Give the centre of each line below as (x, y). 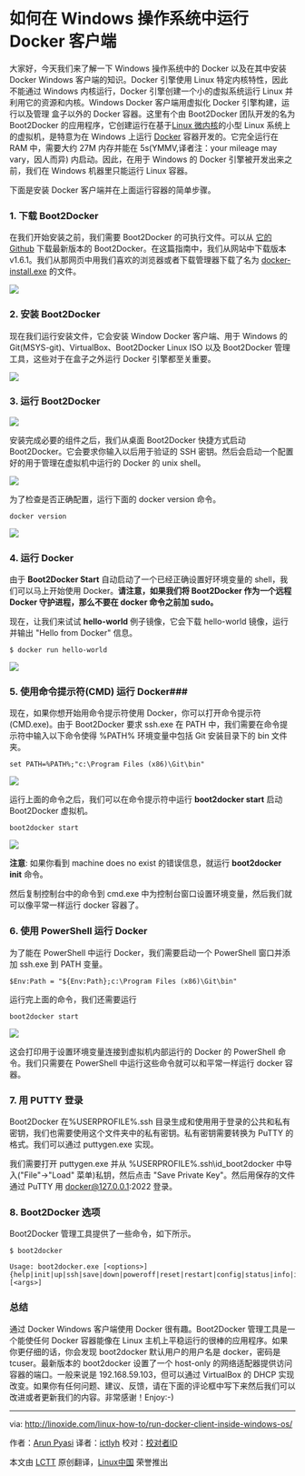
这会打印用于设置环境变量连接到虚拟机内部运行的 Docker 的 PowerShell (143, 1051)
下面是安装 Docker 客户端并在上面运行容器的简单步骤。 (113, 190)
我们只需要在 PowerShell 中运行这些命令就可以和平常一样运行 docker (154, 1063)
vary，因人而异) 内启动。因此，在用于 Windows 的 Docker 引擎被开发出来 (147, 159)
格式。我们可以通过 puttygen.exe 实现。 (84, 1145)
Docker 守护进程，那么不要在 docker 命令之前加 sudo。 (114, 602)
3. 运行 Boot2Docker (55, 401)
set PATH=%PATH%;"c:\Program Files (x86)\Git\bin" (107, 765)
